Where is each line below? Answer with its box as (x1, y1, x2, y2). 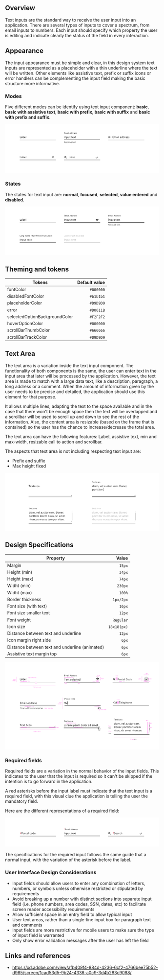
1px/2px (112, 597, 128, 602)
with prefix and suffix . (5, 114, 51, 120)
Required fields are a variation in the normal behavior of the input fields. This (5, 768, 159, 774)
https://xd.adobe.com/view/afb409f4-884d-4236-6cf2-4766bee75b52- (12, 964, 158, 971)
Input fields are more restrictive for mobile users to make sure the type (12, 927, 155, 933)
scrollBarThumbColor (7, 327, 50, 333)
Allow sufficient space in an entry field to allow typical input (12, 911, 132, 917)
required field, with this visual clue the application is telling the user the (5, 793, 148, 799)
